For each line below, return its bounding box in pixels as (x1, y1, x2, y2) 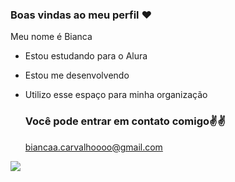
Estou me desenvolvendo (24, 69, 130, 82)
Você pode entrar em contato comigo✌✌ (24, 114, 227, 128)
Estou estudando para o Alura (24, 50, 148, 62)
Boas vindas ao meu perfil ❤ (10, 8, 153, 22)
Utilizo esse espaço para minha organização (24, 89, 208, 101)
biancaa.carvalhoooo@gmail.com (24, 141, 163, 153)
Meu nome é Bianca (10, 31, 93, 43)
